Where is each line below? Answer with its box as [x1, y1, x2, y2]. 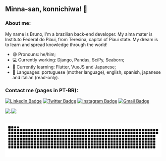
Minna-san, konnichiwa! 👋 [5, 5, 88, 13]
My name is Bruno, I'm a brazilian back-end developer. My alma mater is [5, 31, 153, 37]
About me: [5, 20, 31, 27]
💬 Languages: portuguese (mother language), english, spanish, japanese [12, 69, 161, 75]
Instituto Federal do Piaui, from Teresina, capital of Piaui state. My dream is [5, 36, 158, 42]
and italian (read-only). [12, 74, 59, 80]
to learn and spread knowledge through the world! [5, 42, 108, 48]
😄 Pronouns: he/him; [12, 51, 56, 57]
